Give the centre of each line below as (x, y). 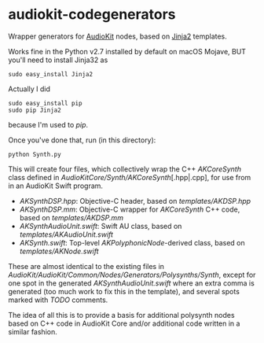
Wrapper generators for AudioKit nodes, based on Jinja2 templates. (118, 36)
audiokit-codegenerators (92, 15)
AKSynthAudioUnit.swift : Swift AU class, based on (101, 226)
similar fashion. (33, 331)
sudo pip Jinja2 (35, 110)
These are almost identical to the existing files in (86, 266)
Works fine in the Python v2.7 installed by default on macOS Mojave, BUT (127, 51)
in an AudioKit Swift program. (56, 186)
